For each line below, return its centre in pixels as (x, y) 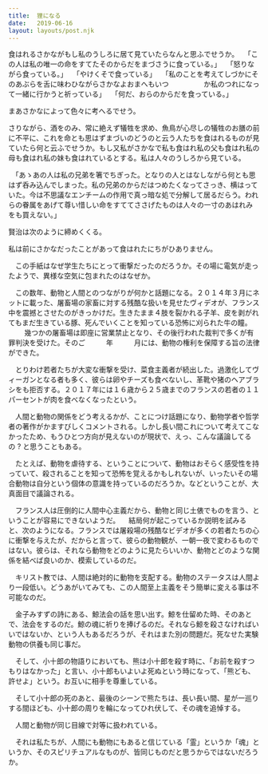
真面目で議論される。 (43, 494)
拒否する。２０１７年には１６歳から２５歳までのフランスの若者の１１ (144, 390)
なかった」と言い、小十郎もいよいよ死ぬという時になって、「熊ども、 (142, 671)
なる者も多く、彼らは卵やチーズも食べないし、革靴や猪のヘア (144, 379)
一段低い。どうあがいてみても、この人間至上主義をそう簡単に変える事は (134, 587)
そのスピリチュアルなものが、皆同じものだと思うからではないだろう (147, 752)
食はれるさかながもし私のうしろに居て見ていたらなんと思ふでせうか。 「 (130, 54)
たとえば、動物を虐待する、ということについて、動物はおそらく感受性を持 (137, 463)
